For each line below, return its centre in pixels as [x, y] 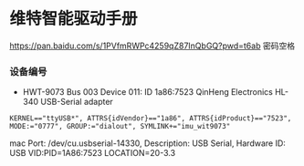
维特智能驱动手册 [74, 19]
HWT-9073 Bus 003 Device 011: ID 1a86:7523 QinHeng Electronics [148, 92]
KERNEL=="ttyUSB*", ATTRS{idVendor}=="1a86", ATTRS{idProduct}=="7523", [151, 119]
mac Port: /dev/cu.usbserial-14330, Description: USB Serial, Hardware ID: [147, 143]
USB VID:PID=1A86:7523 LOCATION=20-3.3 [93, 153]
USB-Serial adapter [77, 102]
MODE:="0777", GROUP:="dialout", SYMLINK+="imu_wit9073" [120, 127]
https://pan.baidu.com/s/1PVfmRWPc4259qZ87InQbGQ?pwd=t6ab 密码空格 [152, 46]
